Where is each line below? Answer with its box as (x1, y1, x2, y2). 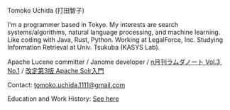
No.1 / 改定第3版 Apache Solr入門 (7, 67, 104, 75)
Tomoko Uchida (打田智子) (7, 6, 85, 14)
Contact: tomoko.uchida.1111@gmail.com (7, 81, 126, 89)
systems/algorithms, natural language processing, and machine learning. (7, 28, 221, 36)
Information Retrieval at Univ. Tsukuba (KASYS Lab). (7, 43, 160, 51)
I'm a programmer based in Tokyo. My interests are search (7, 21, 179, 28)
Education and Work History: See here (7, 94, 119, 103)
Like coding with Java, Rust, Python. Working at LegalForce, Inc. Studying (7, 35, 224, 44)
